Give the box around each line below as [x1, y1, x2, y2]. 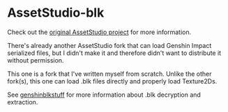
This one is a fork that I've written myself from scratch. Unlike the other [7, 70, 212, 78]
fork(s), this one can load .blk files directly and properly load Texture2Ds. [7, 77, 218, 85]
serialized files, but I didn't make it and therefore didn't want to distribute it [7, 49, 222, 57]
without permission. [7, 56, 64, 64]
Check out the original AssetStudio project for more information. [7, 28, 192, 36]
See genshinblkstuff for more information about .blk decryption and [7, 90, 201, 99]
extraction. [7, 97, 38, 106]
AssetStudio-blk [7, 5, 105, 21]
